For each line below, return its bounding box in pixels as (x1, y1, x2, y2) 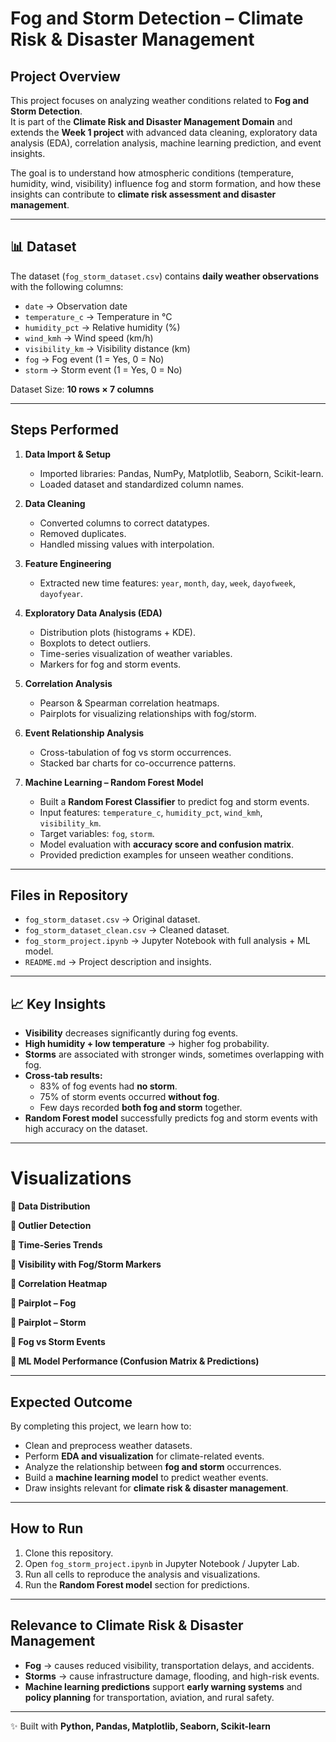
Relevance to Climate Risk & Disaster (10, 1617, 244, 1634)
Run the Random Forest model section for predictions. (24, 1578, 250, 1591)
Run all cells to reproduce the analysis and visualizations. (24, 1568, 261, 1580)
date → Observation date (24, 300, 128, 312)
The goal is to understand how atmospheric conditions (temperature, (10, 167, 295, 179)
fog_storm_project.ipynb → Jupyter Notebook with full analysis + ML (24, 935, 311, 947)
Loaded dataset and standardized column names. (39, 478, 245, 490)
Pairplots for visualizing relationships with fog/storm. (39, 707, 257, 719)
